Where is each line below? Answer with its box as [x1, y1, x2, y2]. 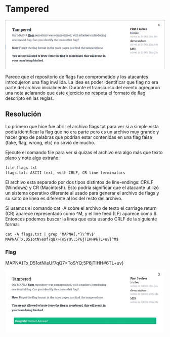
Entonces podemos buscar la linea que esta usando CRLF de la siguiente [5, 216, 157, 222]
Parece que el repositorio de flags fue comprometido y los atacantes [5, 73, 148, 80]
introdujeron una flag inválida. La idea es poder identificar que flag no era [5, 79, 158, 85]
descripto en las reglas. [5, 95, 54, 101]
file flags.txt [5, 165, 37, 170]
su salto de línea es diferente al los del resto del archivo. [5, 195, 122, 201]
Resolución [5, 110, 41, 119]
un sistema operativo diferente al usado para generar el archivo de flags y [5, 190, 159, 196]
